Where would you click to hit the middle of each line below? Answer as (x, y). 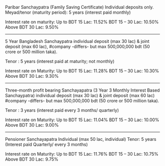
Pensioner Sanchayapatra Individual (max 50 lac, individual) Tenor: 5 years (81, 139)
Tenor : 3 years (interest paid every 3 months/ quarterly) (62, 110)
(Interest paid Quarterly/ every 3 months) (47, 144)
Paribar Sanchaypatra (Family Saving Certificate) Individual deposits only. (79, 7)
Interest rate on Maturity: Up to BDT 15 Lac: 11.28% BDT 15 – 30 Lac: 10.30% (82, 71)
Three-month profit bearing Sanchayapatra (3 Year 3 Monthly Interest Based (82, 90)
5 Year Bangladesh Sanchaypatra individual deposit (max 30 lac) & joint (77, 41)
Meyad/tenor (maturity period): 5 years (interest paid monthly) (68, 12)
